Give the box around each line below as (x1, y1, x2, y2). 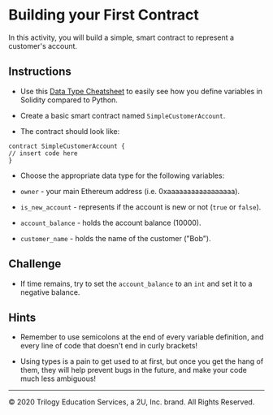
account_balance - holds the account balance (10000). (19, 218, 201, 227)
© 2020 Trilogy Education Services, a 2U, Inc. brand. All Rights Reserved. (8, 397, 255, 407)
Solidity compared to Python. (19, 95, 118, 105)
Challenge (8, 257, 62, 271)
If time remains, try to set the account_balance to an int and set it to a (19, 279, 253, 288)
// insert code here (8, 149, 79, 158)
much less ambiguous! (19, 374, 96, 383)
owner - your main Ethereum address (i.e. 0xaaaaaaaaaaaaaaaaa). (19, 186, 240, 196)
